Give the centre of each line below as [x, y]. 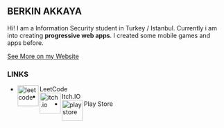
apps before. [25, 43]
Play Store [98, 104]
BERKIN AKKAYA [44, 11]
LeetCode [53, 89]
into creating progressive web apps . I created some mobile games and [109, 35]
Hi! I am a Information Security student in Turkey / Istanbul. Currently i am [112, 28]
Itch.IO [71, 97]
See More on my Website [43, 56]
